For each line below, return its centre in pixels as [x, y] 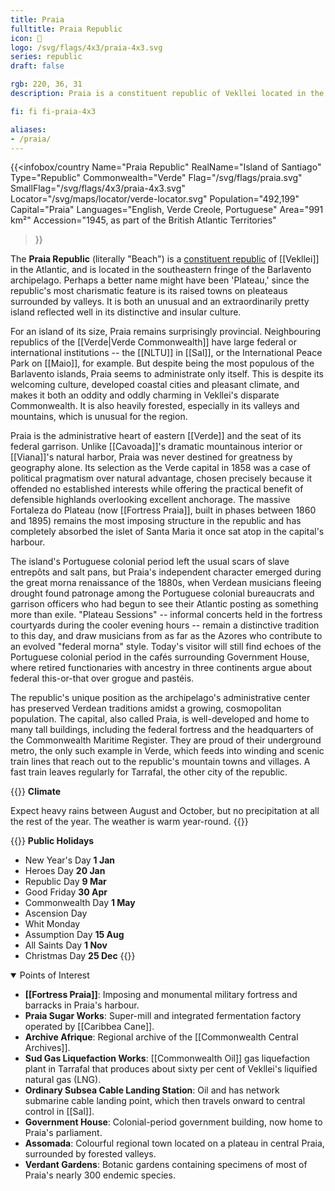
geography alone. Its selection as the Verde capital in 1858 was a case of [160, 468]
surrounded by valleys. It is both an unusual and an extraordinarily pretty [160, 302]
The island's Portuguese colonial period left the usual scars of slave [150, 562]
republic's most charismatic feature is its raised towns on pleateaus [149, 291]
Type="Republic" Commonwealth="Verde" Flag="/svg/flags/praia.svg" [156, 178]
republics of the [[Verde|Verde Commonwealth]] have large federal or [153, 342]
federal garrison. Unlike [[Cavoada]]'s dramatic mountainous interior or [156, 447]
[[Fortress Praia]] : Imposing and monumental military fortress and [161, 995]
